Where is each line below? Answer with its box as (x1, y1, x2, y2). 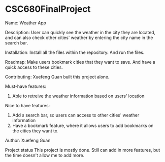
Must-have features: (5, 83, 47, 89)
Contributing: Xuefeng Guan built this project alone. (5, 74, 110, 80)
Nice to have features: (5, 102, 50, 108)
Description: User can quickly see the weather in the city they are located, (5, 29, 156, 35)
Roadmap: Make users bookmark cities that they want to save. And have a (5, 59, 156, 65)
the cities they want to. (12, 127, 59, 134)
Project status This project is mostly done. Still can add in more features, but (5, 147, 160, 153)
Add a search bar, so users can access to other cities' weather (12, 112, 139, 118)
